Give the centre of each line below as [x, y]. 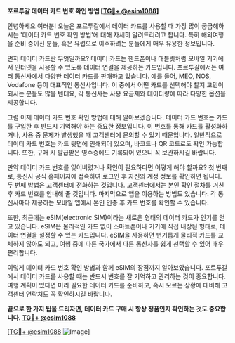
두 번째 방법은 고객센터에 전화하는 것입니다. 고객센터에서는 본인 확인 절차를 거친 [116, 185]
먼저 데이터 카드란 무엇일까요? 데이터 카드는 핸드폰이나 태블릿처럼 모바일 [106, 58]
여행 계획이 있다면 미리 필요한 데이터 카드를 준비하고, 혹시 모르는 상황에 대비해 [114, 285]
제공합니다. [22, 102]
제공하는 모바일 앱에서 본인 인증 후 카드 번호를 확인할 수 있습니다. [120, 202]
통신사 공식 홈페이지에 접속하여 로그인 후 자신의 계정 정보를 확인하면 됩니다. [119, 176]
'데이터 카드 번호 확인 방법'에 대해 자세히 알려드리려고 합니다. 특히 [110, 35]
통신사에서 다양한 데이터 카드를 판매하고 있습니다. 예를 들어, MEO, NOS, [113, 76]
